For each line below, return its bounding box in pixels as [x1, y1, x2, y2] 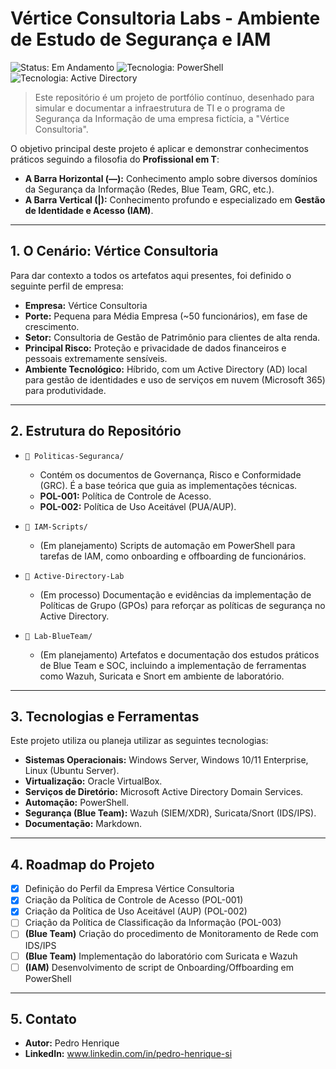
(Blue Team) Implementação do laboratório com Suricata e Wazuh [24, 950, 298, 962]
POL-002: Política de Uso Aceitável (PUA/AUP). [39, 500, 237, 512]
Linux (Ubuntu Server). [24, 765, 120, 777]
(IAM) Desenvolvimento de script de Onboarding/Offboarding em [24, 961, 294, 973]
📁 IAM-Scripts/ [24, 522, 89, 532]
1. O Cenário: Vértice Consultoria [10, 243, 219, 260]
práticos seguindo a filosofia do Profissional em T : [10, 153, 220, 165]
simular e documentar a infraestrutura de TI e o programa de [34, 102, 286, 114]
